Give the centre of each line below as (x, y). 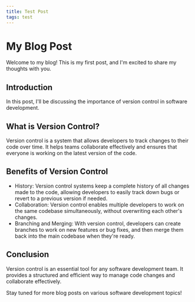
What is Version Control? (53, 127)
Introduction (29, 87)
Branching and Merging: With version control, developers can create (97, 223)
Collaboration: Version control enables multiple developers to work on (99, 205)
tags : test (19, 17)
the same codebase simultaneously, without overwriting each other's (98, 211)
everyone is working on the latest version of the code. (72, 153)
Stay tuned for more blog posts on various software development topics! (94, 293)
